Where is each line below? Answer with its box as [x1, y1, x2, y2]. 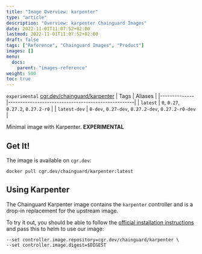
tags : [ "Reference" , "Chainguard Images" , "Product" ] [6, 43, 145, 49]
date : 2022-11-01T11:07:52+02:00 [6, 25, 90, 32]
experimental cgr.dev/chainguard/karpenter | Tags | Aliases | [6, 93, 157, 100]
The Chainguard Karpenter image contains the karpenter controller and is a [6, 200, 194, 208]
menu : [6, 54, 20, 60]
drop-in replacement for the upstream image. [6, 207, 119, 214]
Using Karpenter [6, 185, 70, 195]
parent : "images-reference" [17, 64, 87, 71]
